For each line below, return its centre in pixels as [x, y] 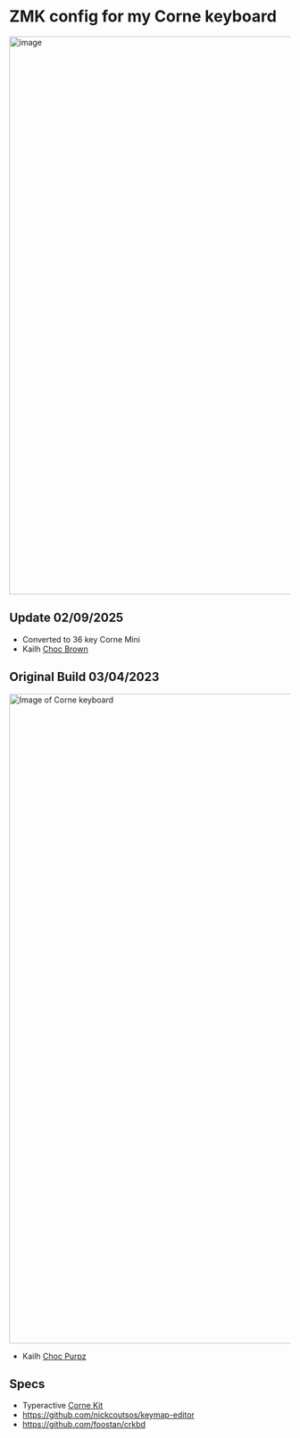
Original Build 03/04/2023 [84, 677]
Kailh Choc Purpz [54, 1356]
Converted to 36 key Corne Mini [81, 639]
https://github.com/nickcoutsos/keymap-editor [108, 1415]
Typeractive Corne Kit [62, 1406]
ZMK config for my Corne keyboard [143, 17]
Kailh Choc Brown [55, 649]
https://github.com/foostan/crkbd [83, 1425]
